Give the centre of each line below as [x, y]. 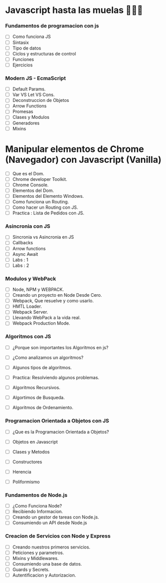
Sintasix [20, 42]
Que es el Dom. [28, 173]
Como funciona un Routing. [40, 201]
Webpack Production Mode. [41, 323]
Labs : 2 [20, 265]
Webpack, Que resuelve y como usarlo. [53, 301]
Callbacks [23, 243]
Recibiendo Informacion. [38, 512]
